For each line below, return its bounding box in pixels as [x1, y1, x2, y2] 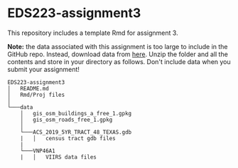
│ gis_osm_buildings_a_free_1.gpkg [20, 110, 132, 117]
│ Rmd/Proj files [7, 91, 65, 98]
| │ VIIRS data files [20, 153, 97, 161]
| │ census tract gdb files [20, 135, 116, 142]
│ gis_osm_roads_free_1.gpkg [20, 116, 113, 123]
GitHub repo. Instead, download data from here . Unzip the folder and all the [7, 50, 229, 58]
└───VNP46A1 [20, 147, 55, 154]
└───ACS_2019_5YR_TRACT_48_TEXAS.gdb [20, 128, 132, 136]
